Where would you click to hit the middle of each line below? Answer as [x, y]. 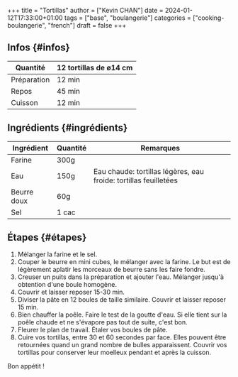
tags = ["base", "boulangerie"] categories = [127, 18]
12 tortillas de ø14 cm [95, 67]
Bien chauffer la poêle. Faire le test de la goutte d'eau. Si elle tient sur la [122, 315]
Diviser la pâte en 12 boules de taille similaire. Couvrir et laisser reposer [122, 300]
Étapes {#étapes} [47, 237]
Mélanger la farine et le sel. [57, 254]
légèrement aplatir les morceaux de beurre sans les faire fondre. [111, 270]
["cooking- [208, 18]
